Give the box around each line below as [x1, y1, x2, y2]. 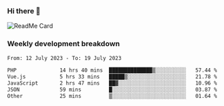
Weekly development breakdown [7, 39, 121, 49]
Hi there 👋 [7, 6, 41, 16]
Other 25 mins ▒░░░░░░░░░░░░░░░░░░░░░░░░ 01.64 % [7, 92, 217, 99]
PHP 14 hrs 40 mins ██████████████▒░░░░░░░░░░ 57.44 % [7, 67, 217, 74]
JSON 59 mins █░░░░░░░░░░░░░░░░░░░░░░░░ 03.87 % [7, 86, 217, 94]
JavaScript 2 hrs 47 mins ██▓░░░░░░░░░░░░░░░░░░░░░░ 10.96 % [7, 80, 217, 87]
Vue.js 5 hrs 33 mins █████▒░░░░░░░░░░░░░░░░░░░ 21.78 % [7, 74, 217, 81]
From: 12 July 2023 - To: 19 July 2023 [7, 54, 122, 61]
